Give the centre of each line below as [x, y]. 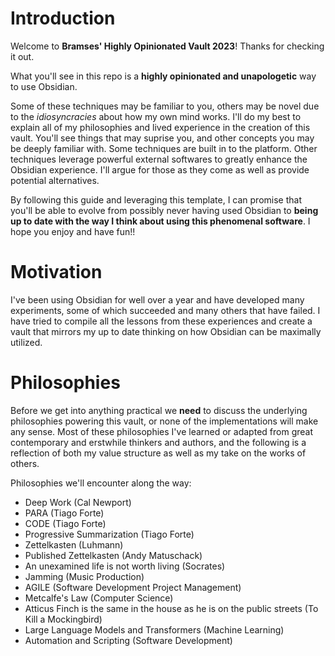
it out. [22, 56]
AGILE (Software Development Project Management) [133, 587]
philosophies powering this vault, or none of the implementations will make [164, 421]
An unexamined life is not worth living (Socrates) [125, 566]
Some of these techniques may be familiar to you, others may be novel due [165, 106]
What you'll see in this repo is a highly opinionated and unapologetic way [163, 76]
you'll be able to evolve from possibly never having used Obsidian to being [164, 210]
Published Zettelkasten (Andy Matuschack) [113, 555]
